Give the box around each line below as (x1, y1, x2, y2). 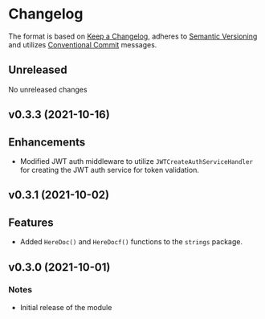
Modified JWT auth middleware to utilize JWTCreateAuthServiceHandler (19, 156, 254, 166)
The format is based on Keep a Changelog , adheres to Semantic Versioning (8, 31, 258, 41)
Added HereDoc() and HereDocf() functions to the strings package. (19, 237, 243, 247)
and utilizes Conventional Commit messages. (8, 39, 157, 49)
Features (8, 215, 54, 229)
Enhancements (8, 135, 86, 149)
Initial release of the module (19, 302, 112, 312)
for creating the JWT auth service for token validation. (19, 165, 199, 174)
